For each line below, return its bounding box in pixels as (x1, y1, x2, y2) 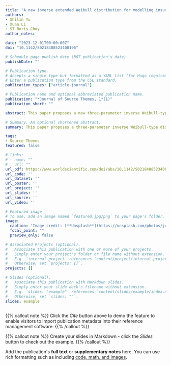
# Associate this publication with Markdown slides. (5, 280, 124, 285)
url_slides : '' (5, 190, 38, 196)
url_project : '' (5, 186, 40, 191)
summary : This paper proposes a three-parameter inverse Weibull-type (5, 125, 158, 130)
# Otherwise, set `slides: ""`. (5, 294, 79, 299)
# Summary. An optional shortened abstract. (5, 119, 101, 125)
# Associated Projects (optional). (5, 242, 81, 247)
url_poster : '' (5, 181, 38, 186)
